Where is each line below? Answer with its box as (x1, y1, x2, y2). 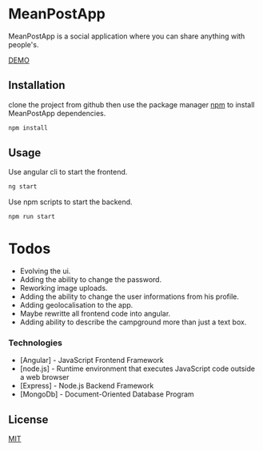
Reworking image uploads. (19, 284, 108, 293)
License (8, 413, 49, 426)
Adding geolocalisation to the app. (19, 300, 133, 310)
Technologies (8, 337, 62, 348)
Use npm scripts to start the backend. (8, 197, 133, 207)
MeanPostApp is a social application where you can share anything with (8, 31, 245, 41)
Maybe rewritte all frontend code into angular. (19, 309, 171, 319)
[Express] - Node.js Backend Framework (19, 381, 154, 391)
